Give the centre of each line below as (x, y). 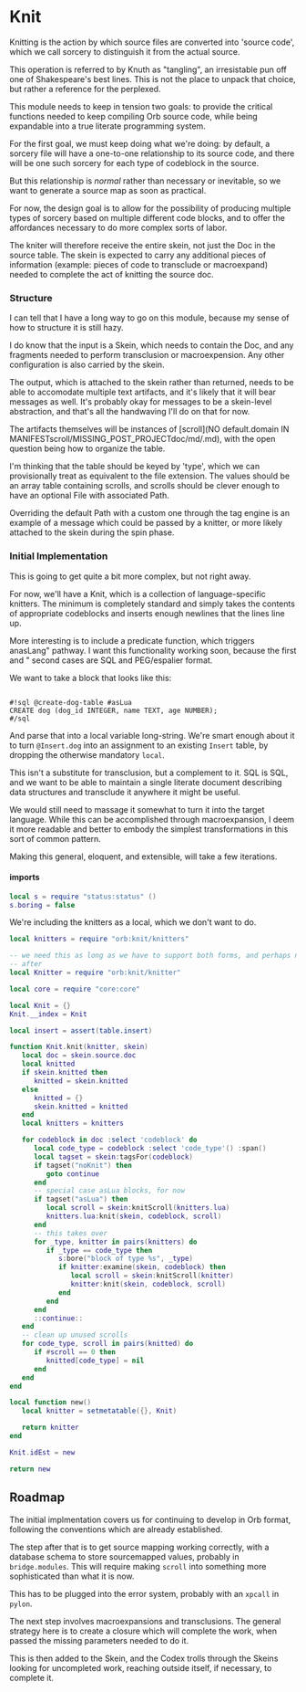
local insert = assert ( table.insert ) (81, 1030)
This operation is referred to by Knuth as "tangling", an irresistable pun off (148, 69)
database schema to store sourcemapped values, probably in (124, 1556)
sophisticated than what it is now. (72, 1576)
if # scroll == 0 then (75, 1352)
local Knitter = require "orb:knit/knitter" (95, 973)
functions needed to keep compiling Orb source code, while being (133, 116)
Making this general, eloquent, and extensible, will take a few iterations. (143, 857)
